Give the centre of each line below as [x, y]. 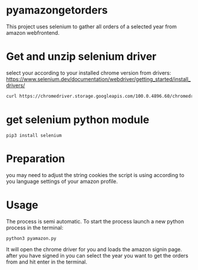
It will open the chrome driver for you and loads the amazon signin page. [94, 249]
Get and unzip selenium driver [81, 57]
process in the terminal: [35, 228]
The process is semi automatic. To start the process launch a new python [95, 221]
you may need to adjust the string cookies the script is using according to [95, 175]
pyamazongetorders [57, 10]
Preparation [36, 159]
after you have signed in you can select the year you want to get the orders [97, 255]
